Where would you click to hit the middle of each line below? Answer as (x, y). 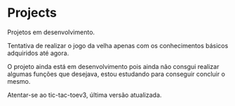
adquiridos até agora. (38, 53)
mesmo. (19, 81)
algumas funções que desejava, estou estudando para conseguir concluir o (116, 74)
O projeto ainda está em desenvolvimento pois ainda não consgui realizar (113, 66)
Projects (32, 13)
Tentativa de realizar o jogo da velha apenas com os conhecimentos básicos (118, 45)
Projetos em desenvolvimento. (51, 32)
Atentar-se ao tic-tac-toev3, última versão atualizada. (85, 95)
